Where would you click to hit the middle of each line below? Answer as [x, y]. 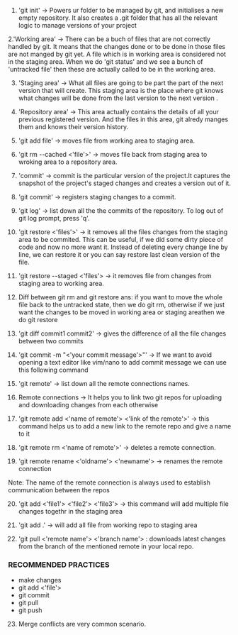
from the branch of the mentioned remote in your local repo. [106, 546]
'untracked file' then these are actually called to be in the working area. [112, 69]
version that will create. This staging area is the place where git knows [121, 90]
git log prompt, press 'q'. [54, 218]
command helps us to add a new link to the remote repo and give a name [125, 426]
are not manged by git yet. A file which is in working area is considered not [117, 54]
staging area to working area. [61, 283]
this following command [53, 370]
